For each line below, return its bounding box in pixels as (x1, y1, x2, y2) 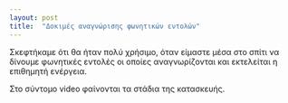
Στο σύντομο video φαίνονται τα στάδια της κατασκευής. (9, 83, 226, 94)
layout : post (9, 13, 59, 23)
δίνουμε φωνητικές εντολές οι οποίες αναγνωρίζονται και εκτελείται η (9, 56, 278, 67)
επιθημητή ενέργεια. (9, 65, 88, 77)
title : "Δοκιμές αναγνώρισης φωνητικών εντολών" (9, 22, 201, 31)
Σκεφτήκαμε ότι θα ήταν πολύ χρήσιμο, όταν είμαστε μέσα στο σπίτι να (9, 46, 280, 57)
